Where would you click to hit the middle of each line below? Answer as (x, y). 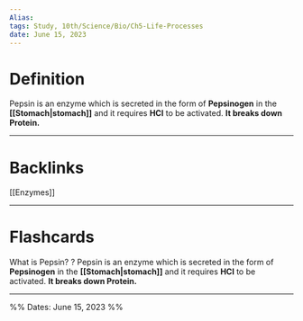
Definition (47, 79)
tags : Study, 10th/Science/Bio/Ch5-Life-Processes (106, 26)
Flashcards (52, 237)
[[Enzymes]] (32, 192)
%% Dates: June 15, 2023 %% (66, 308)
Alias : (22, 18)
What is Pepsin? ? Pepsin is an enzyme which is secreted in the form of (142, 263)
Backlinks (47, 168)
